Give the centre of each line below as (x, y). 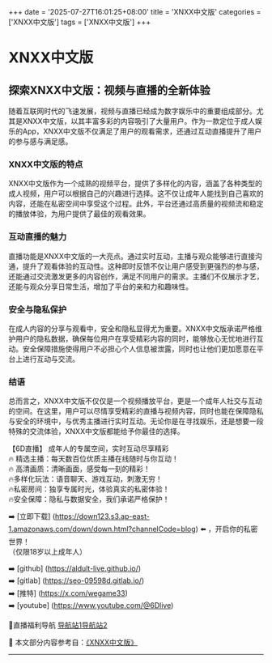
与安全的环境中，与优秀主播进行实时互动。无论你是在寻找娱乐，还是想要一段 (136, 421)
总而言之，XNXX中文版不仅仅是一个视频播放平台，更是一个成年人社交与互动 (136, 401)
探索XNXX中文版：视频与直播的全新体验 (109, 90)
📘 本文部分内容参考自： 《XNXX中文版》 (73, 643)
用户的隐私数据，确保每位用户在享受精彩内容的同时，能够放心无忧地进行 (136, 338)
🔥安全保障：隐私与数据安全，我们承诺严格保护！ (89, 499)
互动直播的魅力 (38, 237)
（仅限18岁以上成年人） (48, 552)
